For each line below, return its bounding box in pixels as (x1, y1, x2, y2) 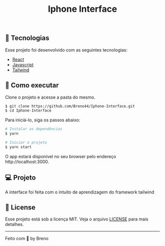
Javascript (12, 61, 34, 67)
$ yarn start (5, 144, 32, 149)
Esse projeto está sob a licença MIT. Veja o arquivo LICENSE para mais (5, 216, 149, 222)
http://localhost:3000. (5, 159, 49, 164)
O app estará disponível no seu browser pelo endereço (5, 153, 116, 159)
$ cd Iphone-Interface (5, 108, 52, 113)
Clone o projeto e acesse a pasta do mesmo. (5, 94, 96, 100)
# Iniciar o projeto (5, 140, 48, 145)
